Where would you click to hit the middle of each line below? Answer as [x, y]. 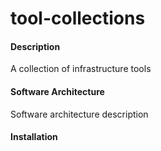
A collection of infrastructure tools [81, 69]
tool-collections [78, 18]
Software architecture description [79, 114]
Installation [34, 137]
